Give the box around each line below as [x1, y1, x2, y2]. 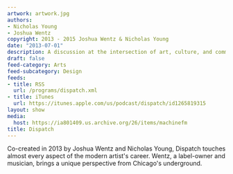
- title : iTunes [7, 94, 54, 101]
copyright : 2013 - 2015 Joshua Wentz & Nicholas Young [7, 36, 169, 43]
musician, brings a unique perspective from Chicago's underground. [7, 159, 202, 168]
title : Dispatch [7, 126, 54, 133]
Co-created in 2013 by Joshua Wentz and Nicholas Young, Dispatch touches [7, 144, 226, 153]
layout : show [7, 106, 45, 113]
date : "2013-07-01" [7, 42, 64, 49]
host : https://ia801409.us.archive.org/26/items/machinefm [13, 119, 188, 126]
